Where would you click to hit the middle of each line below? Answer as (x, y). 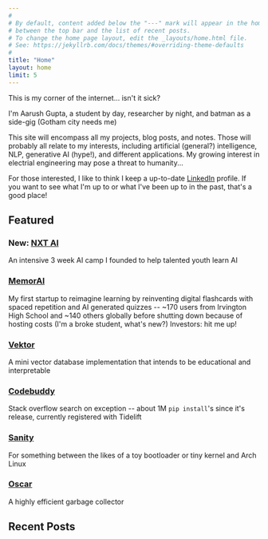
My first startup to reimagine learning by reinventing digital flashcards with (131, 298)
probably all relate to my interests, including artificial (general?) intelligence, (133, 145)
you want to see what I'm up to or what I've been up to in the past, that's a (130, 186)
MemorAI (27, 281)
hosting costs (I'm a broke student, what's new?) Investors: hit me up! (123, 323)
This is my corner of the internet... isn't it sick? (85, 97)
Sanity (21, 438)
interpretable (30, 370)
